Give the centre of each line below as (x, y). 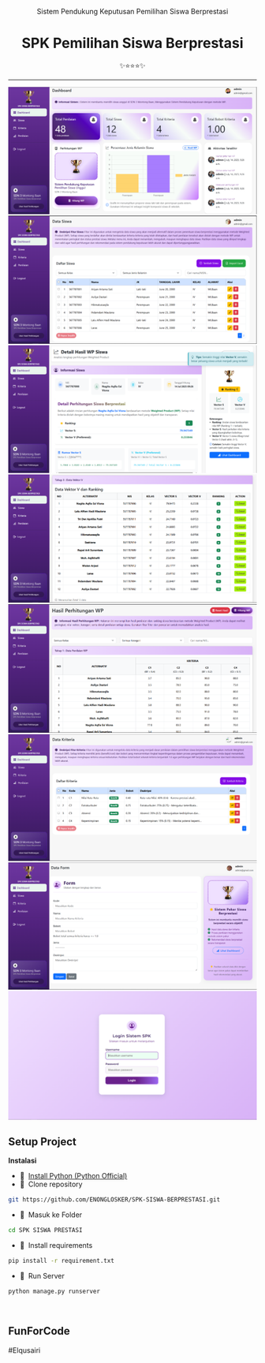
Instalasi (22, 1161)
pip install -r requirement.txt (61, 1261)
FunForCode (39, 1331)
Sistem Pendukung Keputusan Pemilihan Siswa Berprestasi (132, 11)
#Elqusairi (24, 1350)
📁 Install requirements (56, 1245)
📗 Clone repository (51, 1184)
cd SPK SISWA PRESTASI (45, 1230)
